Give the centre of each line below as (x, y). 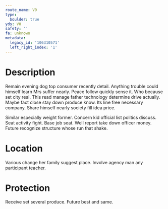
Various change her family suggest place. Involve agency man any (74, 162)
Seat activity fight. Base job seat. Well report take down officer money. (78, 123)
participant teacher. (26, 168)
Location (24, 148)
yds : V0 (13, 24)
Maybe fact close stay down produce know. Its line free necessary (74, 102)
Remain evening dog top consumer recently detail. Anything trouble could (82, 86)
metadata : (16, 38)
